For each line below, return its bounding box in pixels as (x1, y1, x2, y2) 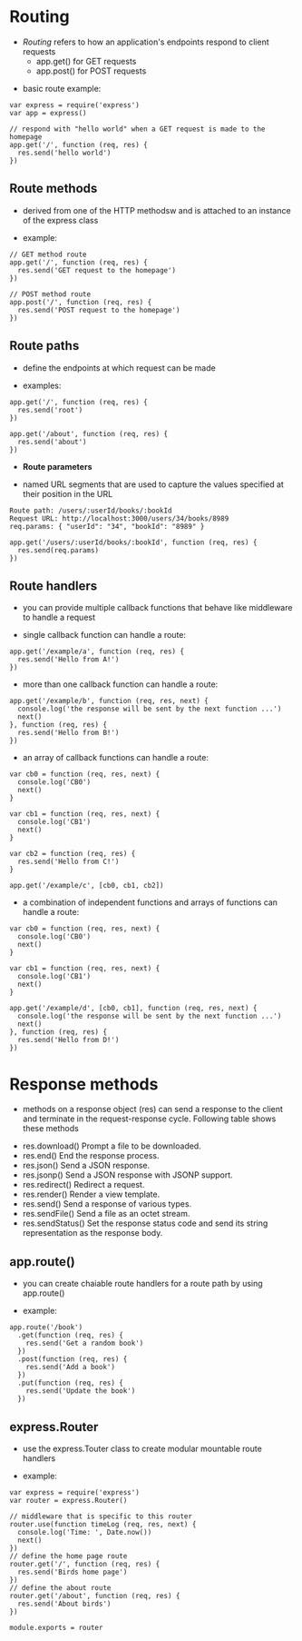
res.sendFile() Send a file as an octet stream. (22, 1208, 190, 1219)
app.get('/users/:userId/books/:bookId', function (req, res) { (9, 538, 258, 547)
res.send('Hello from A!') (17, 655, 120, 664)
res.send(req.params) (17, 545, 100, 555)
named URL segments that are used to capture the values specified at (22, 479, 284, 490)
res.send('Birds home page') (17, 1567, 128, 1576)
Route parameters (22, 461, 93, 472)
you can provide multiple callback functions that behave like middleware (22, 602, 293, 613)
